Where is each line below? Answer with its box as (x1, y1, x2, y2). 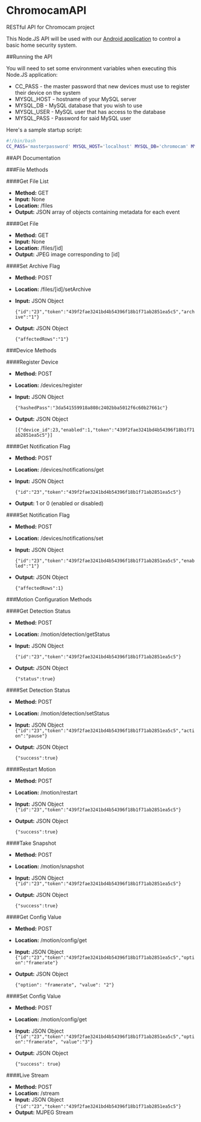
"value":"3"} (60, 1039, 93, 1045)
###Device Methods (6, 346, 57, 354)
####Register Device (6, 358, 59, 365)
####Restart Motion (6, 766, 56, 773)
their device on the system (14, 89, 81, 96)
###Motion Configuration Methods (6, 595, 92, 603)
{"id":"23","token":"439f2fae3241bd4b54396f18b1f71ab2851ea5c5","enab (14, 557, 195, 564)
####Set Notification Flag (6, 511, 70, 518)
